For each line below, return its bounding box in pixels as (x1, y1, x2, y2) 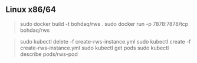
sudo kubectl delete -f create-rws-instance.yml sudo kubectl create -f (19, 38, 191, 45)
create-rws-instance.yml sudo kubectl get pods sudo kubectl (19, 44, 169, 51)
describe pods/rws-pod (19, 50, 78, 58)
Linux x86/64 (5, 5, 57, 15)
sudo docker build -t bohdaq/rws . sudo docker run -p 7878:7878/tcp (19, 20, 189, 27)
